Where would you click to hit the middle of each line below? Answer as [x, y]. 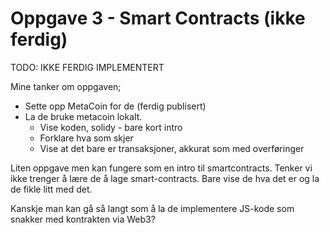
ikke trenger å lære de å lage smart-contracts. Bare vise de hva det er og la [165, 178]
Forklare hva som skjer [86, 138]
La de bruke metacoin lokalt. [83, 116]
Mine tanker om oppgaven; [66, 86]
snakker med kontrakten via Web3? [83, 219]
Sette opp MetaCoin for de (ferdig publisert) [115, 106]
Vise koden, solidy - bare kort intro [111, 127]
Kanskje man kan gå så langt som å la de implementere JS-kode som [152, 208]
